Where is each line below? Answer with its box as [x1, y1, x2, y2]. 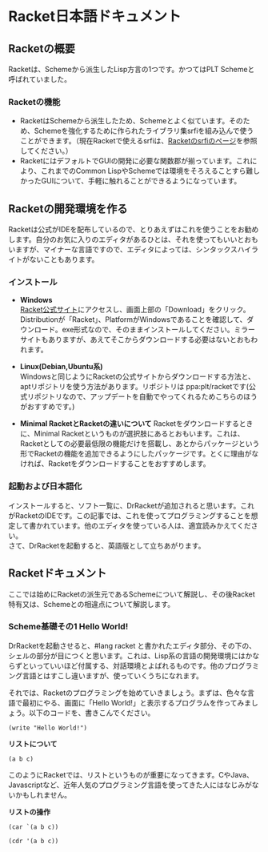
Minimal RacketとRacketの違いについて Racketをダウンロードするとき [19, 419, 254, 428]
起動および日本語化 [8, 481, 82, 492]
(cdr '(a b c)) [8, 837, 59, 845]
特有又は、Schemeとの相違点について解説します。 [8, 599, 174, 609]
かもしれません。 [14, 790, 72, 799]
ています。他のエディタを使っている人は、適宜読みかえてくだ [50, 520, 251, 530]
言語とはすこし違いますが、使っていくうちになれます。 [22, 670, 204, 681]
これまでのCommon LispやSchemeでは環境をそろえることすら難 [40, 166, 254, 176]
